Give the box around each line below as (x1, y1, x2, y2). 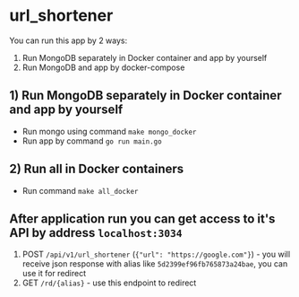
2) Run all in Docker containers (9, 162, 184, 177)
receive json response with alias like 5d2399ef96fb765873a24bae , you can (21, 258, 288, 269)
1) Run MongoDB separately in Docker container (9, 88, 282, 103)
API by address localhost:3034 (9, 225, 183, 240)
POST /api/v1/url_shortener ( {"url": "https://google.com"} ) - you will (21, 249, 291, 260)
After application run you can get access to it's (9, 211, 276, 226)
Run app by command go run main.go (21, 135, 163, 146)
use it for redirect (21, 268, 87, 279)
